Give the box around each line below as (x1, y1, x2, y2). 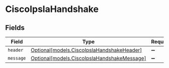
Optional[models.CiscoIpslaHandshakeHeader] (31, 46, 142, 53)
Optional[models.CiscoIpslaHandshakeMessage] (31, 55, 146, 61)
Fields (5, 23, 25, 32)
